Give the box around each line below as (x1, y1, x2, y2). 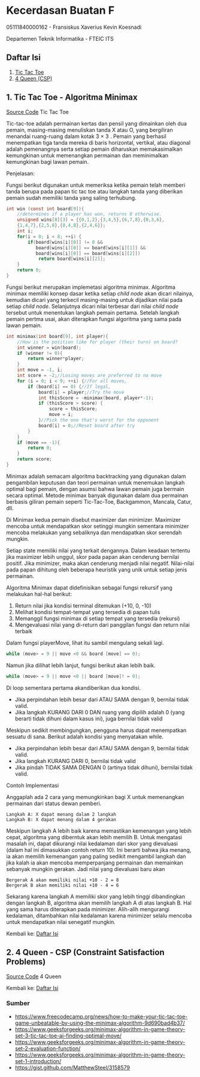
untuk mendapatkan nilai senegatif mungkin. (6, 918, 116, 925)
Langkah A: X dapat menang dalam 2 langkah (6, 811, 117, 817)
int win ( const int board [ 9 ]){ (6, 205, 84, 212)
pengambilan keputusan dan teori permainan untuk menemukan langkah (6, 478, 185, 486)
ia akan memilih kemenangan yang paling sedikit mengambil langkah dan (6, 852, 186, 860)
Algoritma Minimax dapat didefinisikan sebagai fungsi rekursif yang (6, 584, 172, 591)
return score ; (17, 456, 52, 462)
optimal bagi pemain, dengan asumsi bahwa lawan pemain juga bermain (6, 485, 184, 492)
